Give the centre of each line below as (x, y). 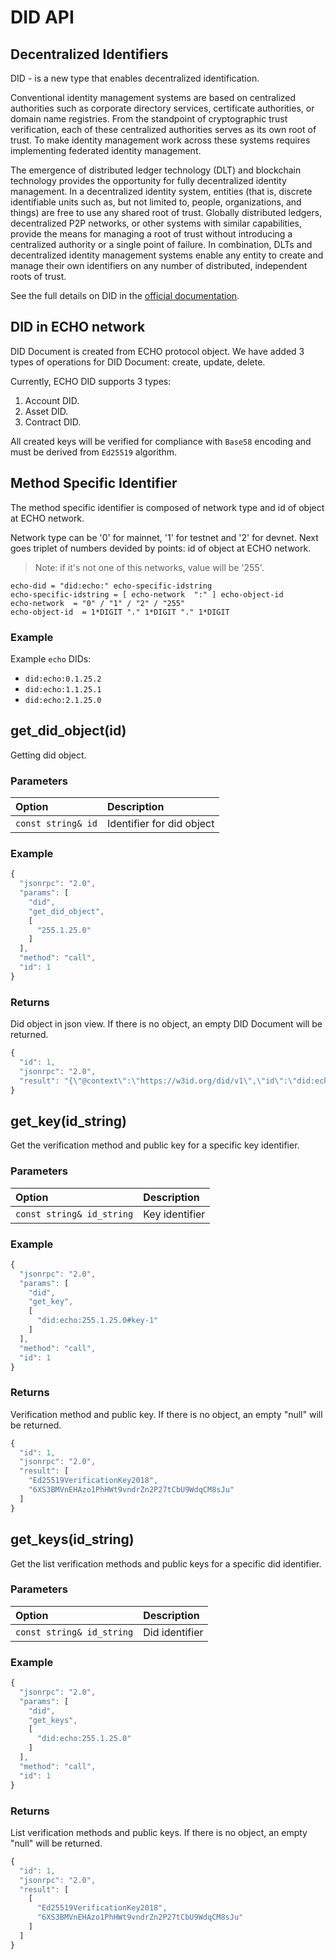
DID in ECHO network (78, 327)
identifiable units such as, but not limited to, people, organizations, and (156, 202)
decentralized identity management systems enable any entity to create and (167, 255)
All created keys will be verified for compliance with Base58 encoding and (161, 441)
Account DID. (52, 400)
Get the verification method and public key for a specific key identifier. (155, 1145)
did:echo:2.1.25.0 (63, 700)
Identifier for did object (160, 824)
